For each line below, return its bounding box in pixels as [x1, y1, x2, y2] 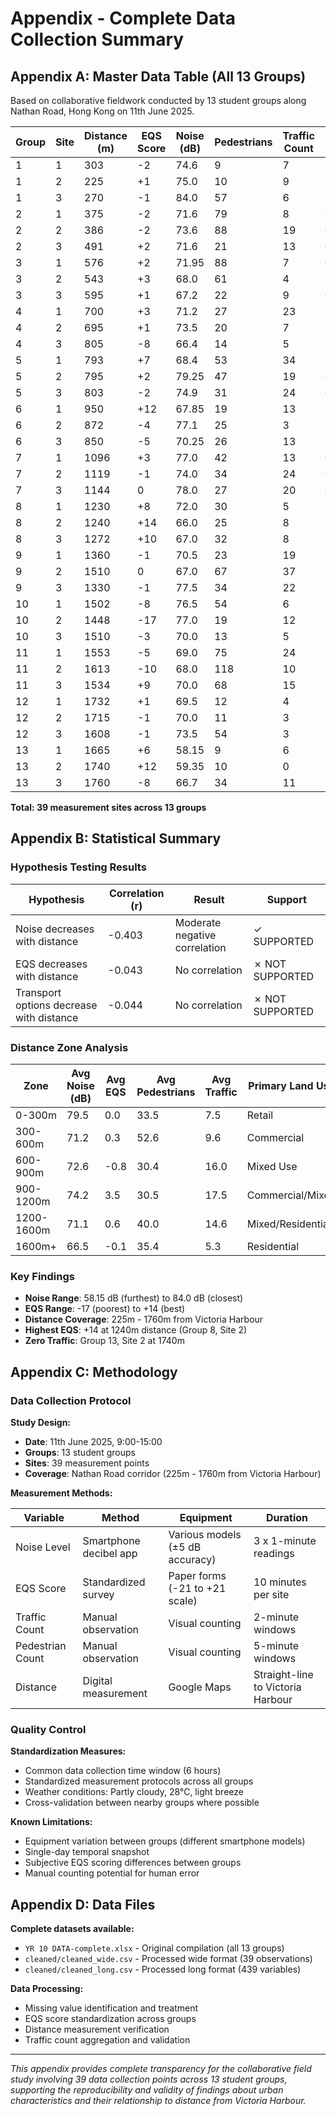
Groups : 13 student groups [24, 1446, 136, 1458]
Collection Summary [10, 28, 185, 51]
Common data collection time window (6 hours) [24, 1765, 222, 1777]
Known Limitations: [10, 1816, 93, 1828]
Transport [15, 985, 62, 999]
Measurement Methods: [10, 1487, 113, 1499]
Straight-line [253, 1667, 314, 1681]
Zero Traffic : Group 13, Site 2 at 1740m [24, 1335, 185, 1347]
